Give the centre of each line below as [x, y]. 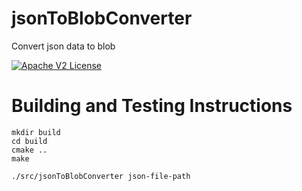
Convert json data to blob [63, 46]
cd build [29, 141]
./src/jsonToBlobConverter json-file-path [101, 176]
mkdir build [36, 132]
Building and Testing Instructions [152, 106]
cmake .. [29, 150]
